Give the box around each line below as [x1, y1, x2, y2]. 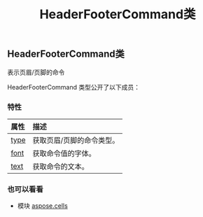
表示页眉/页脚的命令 [7, 68, 65, 76]
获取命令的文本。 [32, 162, 89, 171]
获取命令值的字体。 [32, 148, 96, 158]
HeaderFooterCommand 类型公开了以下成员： [7, 83, 140, 91]
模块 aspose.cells [17, 202, 68, 210]
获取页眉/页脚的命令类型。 [32, 135, 120, 145]
